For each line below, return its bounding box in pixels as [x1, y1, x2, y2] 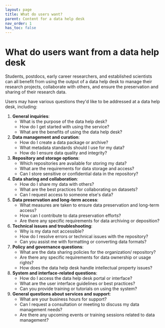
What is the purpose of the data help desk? [19, 119, 107, 124]
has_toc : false [5, 26, 36, 30]
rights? [19, 260, 34, 266]
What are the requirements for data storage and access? [19, 166, 134, 172]
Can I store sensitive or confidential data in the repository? [19, 171, 138, 177]
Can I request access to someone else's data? [19, 192, 113, 198]
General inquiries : [12, 114, 50, 119]
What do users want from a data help [5, 47, 159, 58]
